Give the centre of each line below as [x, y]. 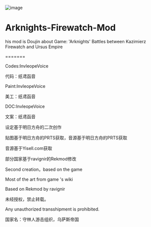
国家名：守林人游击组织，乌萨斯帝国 [42, 219]
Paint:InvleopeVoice [25, 86]
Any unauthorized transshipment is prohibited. [52, 209]
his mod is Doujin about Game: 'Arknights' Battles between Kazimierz [75, 41]
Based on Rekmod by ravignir [35, 189]
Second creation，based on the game [44, 169]
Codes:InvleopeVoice [27, 66]
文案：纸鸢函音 [20, 116]
